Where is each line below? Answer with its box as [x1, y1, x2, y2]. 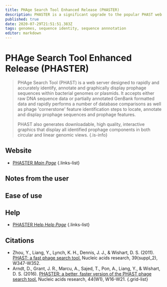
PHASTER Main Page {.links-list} [12, 160, 80, 166]
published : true [5, 17, 39, 22]
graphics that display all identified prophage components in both [17, 126, 151, 132]
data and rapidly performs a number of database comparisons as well [17, 101, 161, 107]
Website [5, 147, 31, 155]
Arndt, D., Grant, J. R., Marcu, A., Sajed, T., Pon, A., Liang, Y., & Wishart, [12, 265, 160, 271]
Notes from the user [5, 174, 69, 183]
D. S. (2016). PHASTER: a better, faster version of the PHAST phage [12, 271, 151, 277]
